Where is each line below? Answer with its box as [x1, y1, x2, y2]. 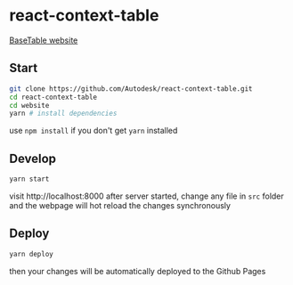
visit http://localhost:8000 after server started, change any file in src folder [9, 191, 285, 201]
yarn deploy [9, 249, 53, 258]
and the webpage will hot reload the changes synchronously [9, 199, 232, 210]
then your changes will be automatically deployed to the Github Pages [9, 265, 266, 276]
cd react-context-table [9, 93, 98, 102]
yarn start [9, 175, 50, 183]
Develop [9, 151, 56, 166]
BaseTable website [9, 35, 78, 45]
